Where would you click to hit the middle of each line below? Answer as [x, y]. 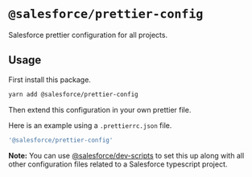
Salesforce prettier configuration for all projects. [88, 35]
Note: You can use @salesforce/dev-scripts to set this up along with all [126, 155]
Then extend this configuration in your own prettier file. [100, 109]
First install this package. [50, 80]
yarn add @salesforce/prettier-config [73, 94]
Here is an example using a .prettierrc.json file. [90, 125]
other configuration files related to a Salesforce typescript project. [118, 164]
